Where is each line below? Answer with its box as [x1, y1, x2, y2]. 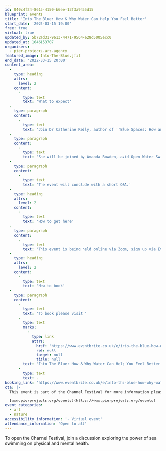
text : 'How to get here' [23, 219, 74, 224]
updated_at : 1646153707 [5, 40, 54, 45]
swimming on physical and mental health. [5, 440, 90, 446]
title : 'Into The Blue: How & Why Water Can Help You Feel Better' [5, 16, 147, 21]
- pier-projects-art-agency [9, 49, 68, 53]
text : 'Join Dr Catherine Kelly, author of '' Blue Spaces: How [23, 127, 156, 132]
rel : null [36, 348, 56, 353]
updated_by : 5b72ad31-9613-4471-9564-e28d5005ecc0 [5, 35, 112, 40]
